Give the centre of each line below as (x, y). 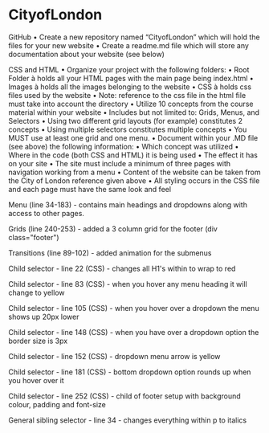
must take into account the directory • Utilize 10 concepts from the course (131, 104)
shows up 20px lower (44, 317)
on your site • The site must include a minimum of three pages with (120, 163)
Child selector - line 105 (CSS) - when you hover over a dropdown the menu (134, 308)
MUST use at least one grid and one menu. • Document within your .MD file (133, 137)
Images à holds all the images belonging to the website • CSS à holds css (130, 87)
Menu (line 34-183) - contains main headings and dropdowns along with (128, 204)
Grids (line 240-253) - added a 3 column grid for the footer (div (113, 229)
